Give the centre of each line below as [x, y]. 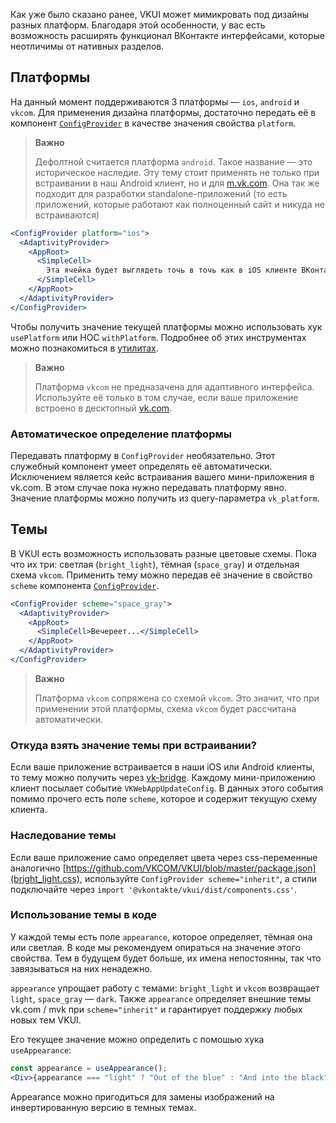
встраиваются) [67, 215]
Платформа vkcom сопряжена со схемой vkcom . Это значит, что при [177, 698]
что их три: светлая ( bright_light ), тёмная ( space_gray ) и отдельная [155, 564]
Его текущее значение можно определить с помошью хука [137, 1039]
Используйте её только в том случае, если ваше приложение [166, 397]
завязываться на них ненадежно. [81, 968]
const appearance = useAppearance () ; [89, 1068]
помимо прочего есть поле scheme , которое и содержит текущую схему [164, 799]
